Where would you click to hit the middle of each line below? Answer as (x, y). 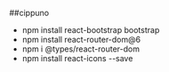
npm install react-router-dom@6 (81, 40)
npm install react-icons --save (77, 58)
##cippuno (29, 13)
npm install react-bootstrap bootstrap (91, 30)
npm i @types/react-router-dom (81, 49)
